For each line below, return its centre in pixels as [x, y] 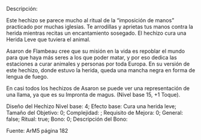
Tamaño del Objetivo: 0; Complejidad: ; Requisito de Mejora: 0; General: [95, 113]
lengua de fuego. [27, 77]
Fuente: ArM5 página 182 [37, 131]
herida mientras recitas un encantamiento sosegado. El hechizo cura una [96, 33]
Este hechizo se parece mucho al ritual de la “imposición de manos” [90, 20]
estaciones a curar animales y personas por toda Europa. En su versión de [98, 64]
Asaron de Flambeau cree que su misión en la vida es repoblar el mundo [95, 51]
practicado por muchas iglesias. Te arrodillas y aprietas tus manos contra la [100, 27]
